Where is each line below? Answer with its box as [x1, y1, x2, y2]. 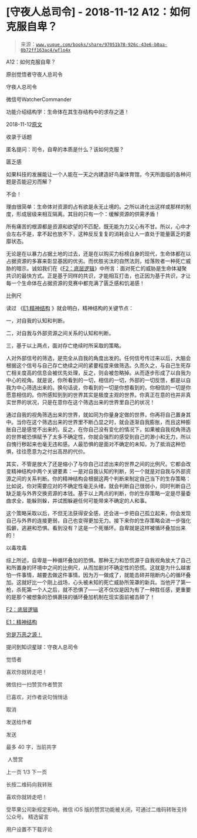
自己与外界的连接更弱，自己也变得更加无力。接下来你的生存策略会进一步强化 [6, 517, 191, 524]
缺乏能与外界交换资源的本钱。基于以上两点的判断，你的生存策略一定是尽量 [6, 489, 186, 497]
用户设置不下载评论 [6, 826, 53, 833]
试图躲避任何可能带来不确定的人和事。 [57, 497, 150, 504]
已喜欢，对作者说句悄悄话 [6, 693, 68, 700]
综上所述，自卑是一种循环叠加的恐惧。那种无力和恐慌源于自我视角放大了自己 [6, 556, 191, 563]
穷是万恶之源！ [6, 630, 42, 638]
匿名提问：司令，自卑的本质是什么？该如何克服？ [6, 145, 124, 153]
